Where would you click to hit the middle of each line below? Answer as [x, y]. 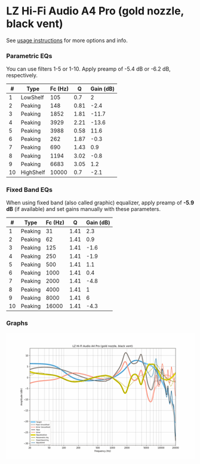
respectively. [22, 76]
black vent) [35, 24]
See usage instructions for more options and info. [67, 40]
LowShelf [32, 97]
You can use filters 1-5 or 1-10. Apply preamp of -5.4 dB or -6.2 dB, [89, 69]
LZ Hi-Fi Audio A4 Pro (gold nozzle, [95, 11]
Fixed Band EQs [29, 189]
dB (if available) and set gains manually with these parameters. [84, 209]
